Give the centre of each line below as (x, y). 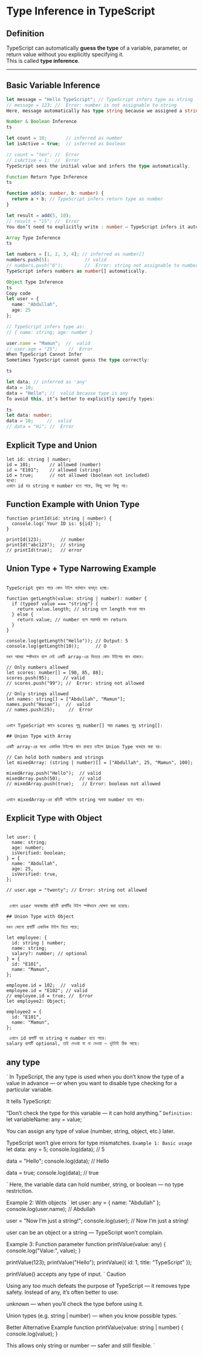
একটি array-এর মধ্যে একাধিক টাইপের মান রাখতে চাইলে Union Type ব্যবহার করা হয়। (85, 746)
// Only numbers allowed (37, 667)
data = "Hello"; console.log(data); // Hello (58, 1161)
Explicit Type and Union (52, 446)
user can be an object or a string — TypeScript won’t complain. (85, 1233)
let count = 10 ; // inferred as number (64, 138)
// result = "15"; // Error (43, 221)
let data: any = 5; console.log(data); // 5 (56, 1149)
